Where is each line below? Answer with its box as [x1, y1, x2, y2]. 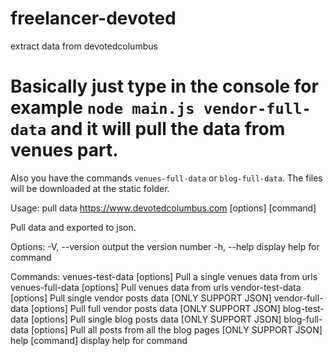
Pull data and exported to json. [10, 221, 137, 233]
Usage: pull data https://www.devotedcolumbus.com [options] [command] [10, 202, 317, 214]
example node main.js [10, 97, 195, 119]
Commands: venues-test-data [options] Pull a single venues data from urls [10, 270, 318, 282]
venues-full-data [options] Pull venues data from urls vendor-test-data [10, 281, 302, 293]
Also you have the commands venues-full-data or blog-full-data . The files [10, 172, 323, 184]
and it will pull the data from [49, 118, 286, 141]
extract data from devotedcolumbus [10, 40, 158, 52]
